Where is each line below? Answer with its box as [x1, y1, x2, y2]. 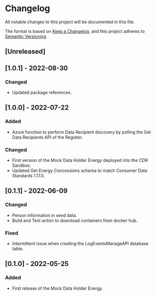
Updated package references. [12, 90, 72, 95]
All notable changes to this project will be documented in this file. [5, 19, 135, 25]
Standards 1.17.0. [12, 173, 45, 178]
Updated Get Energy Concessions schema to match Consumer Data [12, 168, 148, 173]
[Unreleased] [5, 47, 46, 56]
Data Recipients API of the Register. [12, 134, 83, 140]
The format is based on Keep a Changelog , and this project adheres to [5, 28, 145, 34]
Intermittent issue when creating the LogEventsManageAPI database [12, 240, 149, 246]
